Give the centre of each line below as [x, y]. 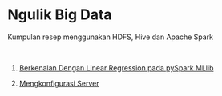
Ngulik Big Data [60, 15]
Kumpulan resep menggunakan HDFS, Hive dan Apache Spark [111, 37]
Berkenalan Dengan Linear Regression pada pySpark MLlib [116, 68]
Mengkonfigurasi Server [59, 83]
